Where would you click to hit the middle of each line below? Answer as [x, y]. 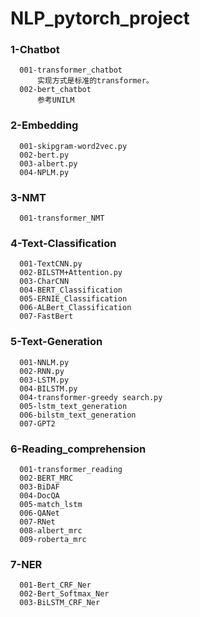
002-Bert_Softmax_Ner [64, 594]
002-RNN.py [42, 371]
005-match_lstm [51, 504]
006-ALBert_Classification [75, 308]
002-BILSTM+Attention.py [71, 273]
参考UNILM [55, 100]
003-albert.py [48, 163]
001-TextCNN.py [51, 264]
